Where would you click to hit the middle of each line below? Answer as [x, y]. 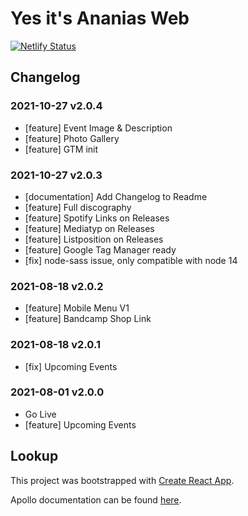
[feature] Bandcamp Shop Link [88, 319]
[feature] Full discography [78, 207]
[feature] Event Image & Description [98, 128]
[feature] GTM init [61, 149]
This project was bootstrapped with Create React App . [122, 480]
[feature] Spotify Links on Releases [97, 218]
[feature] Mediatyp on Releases [89, 228]
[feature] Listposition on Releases [94, 239]
